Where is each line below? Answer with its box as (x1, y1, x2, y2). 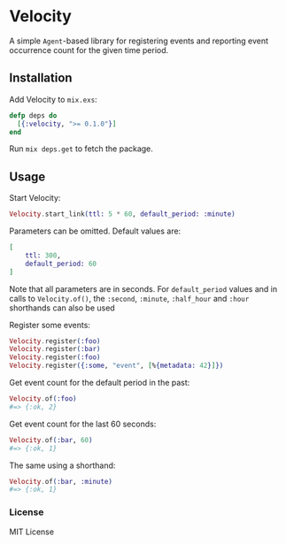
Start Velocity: (9, 193, 61, 203)
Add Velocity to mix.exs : (9, 94, 97, 104)
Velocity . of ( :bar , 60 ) (9, 435, 93, 444)
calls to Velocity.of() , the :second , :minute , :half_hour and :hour (9, 293, 250, 303)
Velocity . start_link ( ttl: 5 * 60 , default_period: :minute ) (9, 210, 236, 218)
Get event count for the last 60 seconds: (9, 418, 157, 429)
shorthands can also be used (9, 303, 115, 313)
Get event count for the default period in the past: (9, 378, 190, 388)
